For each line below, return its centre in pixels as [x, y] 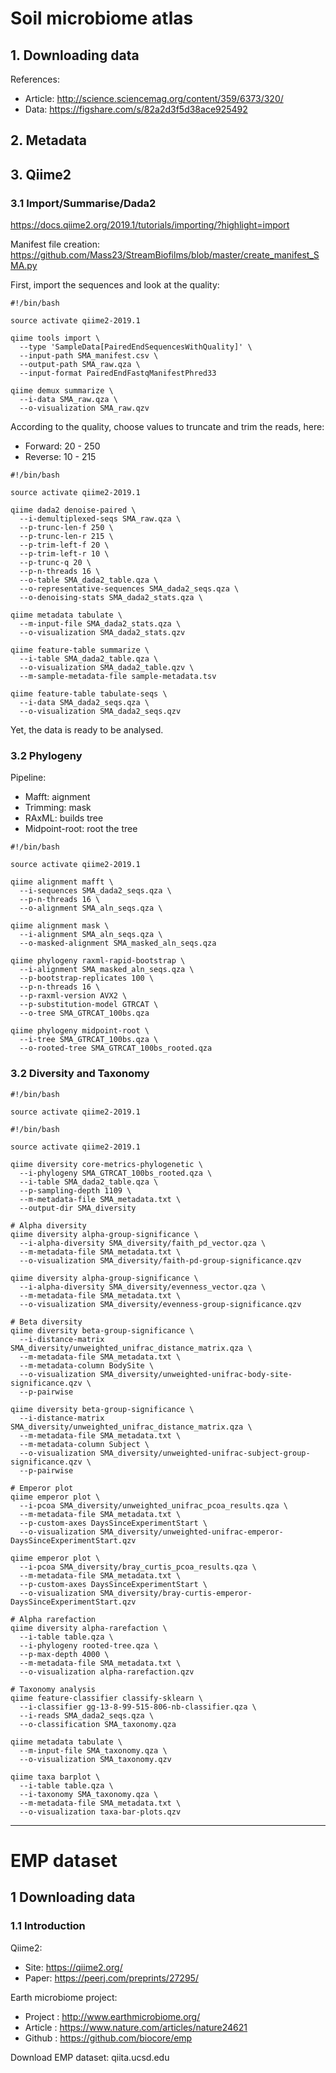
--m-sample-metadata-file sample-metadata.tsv [118, 677]
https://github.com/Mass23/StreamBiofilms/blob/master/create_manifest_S [165, 255]
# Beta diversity [46, 1322]
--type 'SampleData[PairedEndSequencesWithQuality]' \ [136, 347]
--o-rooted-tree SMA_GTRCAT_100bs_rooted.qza [116, 1048]
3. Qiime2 [41, 174]
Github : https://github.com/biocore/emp [108, 2038]
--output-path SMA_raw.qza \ [80, 365]
